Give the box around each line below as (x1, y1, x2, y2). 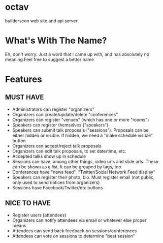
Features (5, 74, 42, 85)
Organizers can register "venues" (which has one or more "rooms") (12, 117, 149, 122)
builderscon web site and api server (5, 18, 78, 24)
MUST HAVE (5, 93, 44, 102)
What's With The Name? (5, 35, 107, 46)
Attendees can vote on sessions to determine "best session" (12, 233, 135, 239)
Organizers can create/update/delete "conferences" (12, 111, 118, 117)
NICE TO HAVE (5, 199, 51, 208)
